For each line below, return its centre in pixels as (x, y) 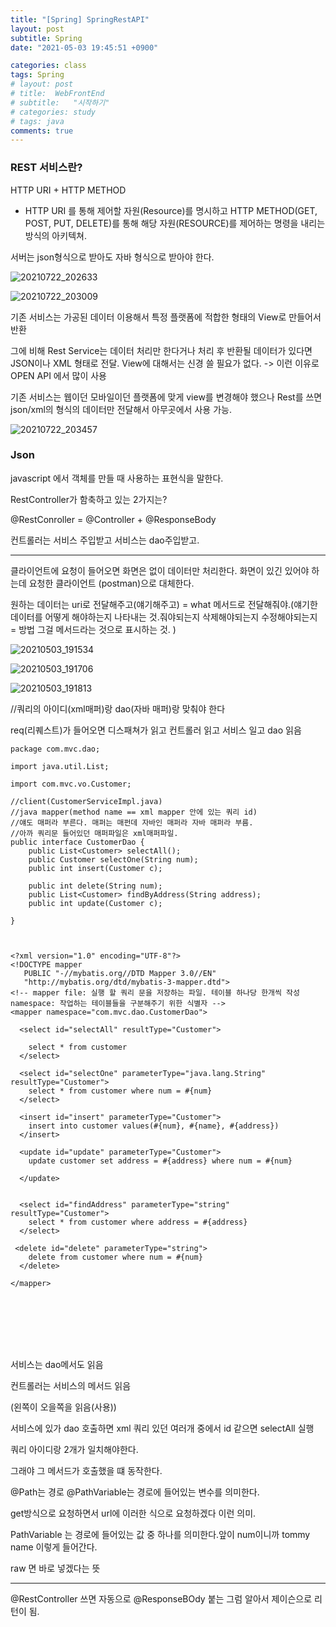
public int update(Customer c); (95, 903)
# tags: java (37, 121)
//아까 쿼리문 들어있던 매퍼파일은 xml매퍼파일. (94, 833)
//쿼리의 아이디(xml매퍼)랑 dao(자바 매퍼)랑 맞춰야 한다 (118, 708)
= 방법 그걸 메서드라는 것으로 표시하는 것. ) (93, 629)
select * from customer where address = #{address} (138, 1222)
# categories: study (53, 112)
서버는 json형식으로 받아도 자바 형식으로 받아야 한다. (112, 257)
